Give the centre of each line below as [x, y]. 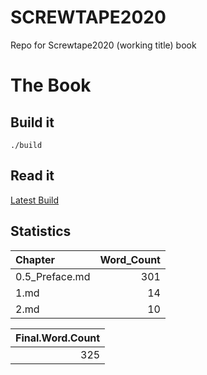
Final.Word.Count [58, 338]
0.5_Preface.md [53, 276]
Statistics [41, 231]
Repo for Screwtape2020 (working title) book [103, 45]
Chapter [35, 259]
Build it [32, 122]
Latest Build [35, 200]
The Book [51, 85]
